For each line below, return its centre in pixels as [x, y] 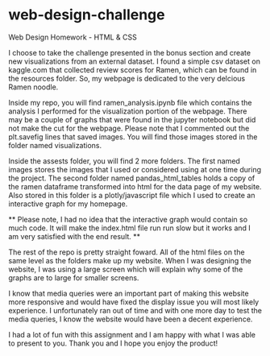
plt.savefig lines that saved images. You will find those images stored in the [133, 137]
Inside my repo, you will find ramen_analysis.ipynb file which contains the [130, 102]
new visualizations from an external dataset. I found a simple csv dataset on [134, 61]
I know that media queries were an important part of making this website [129, 293]
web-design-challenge [87, 15]
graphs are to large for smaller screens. [74, 277]
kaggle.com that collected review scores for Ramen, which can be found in [133, 69]
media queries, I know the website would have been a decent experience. [131, 319]
